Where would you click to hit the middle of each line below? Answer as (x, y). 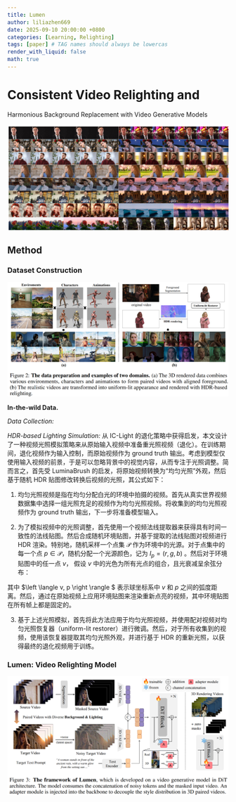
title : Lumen (26, 15)
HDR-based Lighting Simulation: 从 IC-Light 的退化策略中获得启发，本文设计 (117, 436)
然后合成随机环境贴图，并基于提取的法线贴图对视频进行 (146, 536)
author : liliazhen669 (39, 22)
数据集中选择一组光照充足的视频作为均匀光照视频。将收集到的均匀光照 (119, 503)
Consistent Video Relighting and (104, 95)
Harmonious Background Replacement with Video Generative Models (107, 114)
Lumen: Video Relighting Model (62, 664)
